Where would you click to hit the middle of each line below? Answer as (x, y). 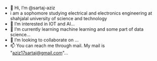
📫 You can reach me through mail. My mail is (57, 46)
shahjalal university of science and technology (58, 18)
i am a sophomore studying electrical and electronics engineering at (81, 13)
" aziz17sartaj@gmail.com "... (39, 53)
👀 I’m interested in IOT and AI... (42, 24)
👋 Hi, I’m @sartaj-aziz (33, 8)
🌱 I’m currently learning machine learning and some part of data (77, 29)
